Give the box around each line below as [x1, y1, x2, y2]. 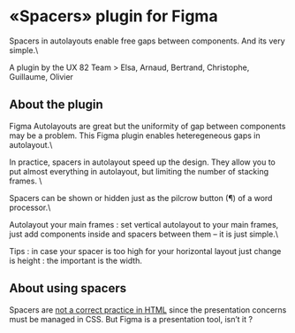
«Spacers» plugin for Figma [9, 6, 218, 27]
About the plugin [9, 97, 103, 112]
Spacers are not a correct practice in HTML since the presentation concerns [9, 304, 287, 315]
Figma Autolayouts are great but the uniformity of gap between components [9, 120, 286, 131]
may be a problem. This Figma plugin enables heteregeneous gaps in [9, 130, 261, 141]
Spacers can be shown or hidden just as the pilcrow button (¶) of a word [9, 192, 273, 203]
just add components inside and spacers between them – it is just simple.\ [9, 228, 278, 239]
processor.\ [9, 202, 51, 213]
